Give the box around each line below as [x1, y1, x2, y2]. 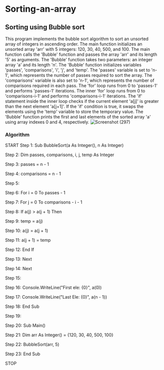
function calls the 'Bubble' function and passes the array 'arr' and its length [5, 51, 158, 57]
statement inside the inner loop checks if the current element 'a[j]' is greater [5, 98, 159, 104]
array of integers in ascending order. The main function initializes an [5, 41, 143, 47]
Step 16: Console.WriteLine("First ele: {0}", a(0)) [5, 285, 102, 291]
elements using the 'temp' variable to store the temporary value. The [5, 109, 143, 115]
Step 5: [5, 180, 20, 186]
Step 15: [5, 275, 22, 281]
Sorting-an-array [5, 3, 76, 15]
